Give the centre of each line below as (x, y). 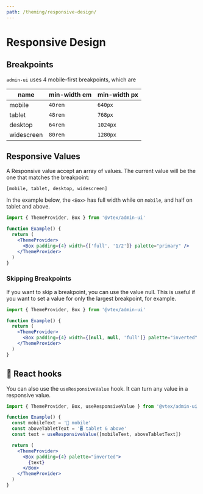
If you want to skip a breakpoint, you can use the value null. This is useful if (101, 292)
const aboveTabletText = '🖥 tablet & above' (69, 429)
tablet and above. (28, 207)
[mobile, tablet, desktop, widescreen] (57, 189)
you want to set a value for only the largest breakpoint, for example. (91, 298)
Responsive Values (43, 157)
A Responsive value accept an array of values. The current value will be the (101, 171)
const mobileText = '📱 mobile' (52, 423)
